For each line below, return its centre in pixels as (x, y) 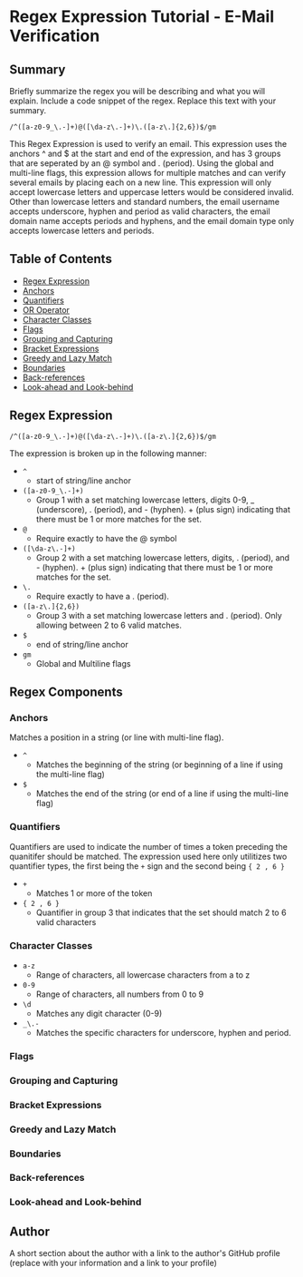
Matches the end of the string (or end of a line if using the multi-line (162, 794)
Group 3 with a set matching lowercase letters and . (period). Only (159, 615)
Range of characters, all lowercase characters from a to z (143, 975)
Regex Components (66, 692)
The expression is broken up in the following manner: (109, 453)
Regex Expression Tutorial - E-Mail (142, 17)
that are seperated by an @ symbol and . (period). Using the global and (142, 163)
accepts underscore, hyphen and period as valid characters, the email (140, 211)
